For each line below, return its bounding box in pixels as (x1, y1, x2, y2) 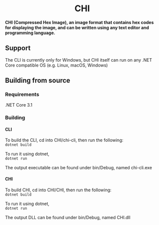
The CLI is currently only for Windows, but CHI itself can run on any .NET (5, 57, 153, 63)
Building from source (5, 76, 70, 85)
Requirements (5, 91, 40, 98)
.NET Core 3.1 (5, 102, 33, 108)
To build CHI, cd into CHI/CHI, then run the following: (5, 187, 112, 193)
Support (5, 44, 31, 52)
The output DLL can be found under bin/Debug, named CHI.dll (5, 214, 131, 220)
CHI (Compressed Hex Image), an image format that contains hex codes (5, 19, 154, 25)
